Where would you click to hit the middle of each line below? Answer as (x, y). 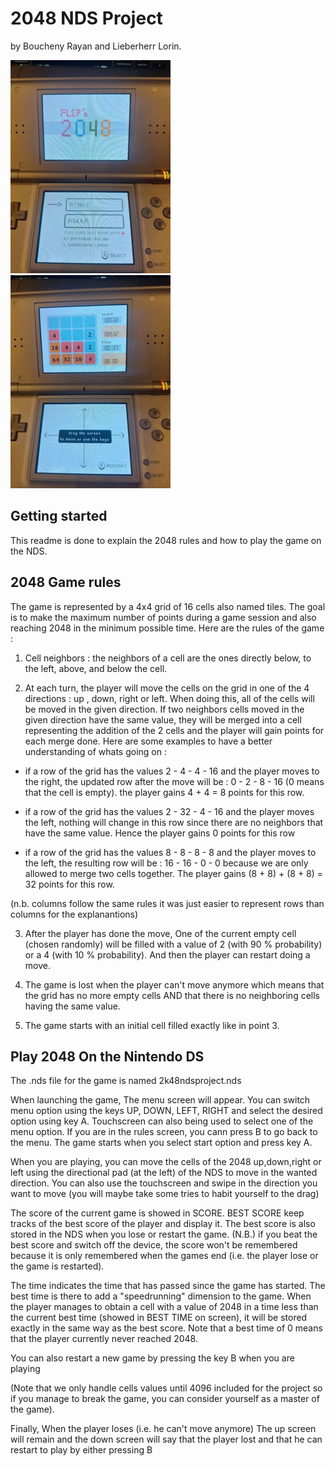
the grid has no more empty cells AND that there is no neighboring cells (172, 995)
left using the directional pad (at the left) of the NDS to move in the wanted (164, 1173)
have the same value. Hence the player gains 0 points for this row (160, 833)
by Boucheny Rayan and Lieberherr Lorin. (96, 46)
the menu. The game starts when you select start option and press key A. (161, 1143)
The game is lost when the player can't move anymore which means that (174, 984)
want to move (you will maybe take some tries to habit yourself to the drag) (165, 1194)
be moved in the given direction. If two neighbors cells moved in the (164, 709)
